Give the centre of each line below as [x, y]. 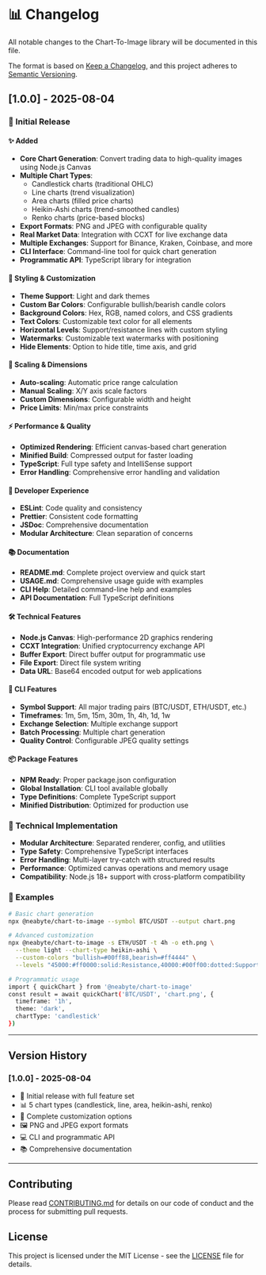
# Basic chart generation [51, 914]
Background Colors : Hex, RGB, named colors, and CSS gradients [126, 313]
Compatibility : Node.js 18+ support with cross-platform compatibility [132, 876]
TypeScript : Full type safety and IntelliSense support [106, 464]
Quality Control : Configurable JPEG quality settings [104, 740]
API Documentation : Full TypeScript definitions [97, 598]
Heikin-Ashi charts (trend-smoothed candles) [105, 210]
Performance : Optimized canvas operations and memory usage [124, 869]
